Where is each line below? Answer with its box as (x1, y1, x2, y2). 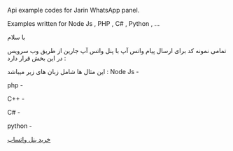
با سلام (7, 33, 26, 41)
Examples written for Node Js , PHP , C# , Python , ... (7, 20, 160, 27)
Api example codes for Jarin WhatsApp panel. (7, 6, 140, 14)
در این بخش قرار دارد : (7, 54, 66, 62)
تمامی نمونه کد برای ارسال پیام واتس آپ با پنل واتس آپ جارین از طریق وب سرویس (7, 47, 227, 55)
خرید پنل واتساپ (7, 136, 51, 143)
